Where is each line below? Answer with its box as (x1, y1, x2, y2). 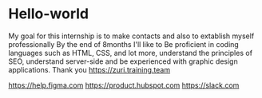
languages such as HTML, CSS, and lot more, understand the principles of (8, 48, 253, 57)
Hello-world (8, 5, 89, 23)
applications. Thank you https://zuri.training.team (8, 65, 170, 74)
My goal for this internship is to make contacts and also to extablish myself (8, 31, 255, 41)
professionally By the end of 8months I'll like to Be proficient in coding (8, 39, 240, 49)
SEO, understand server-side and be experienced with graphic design (8, 57, 238, 66)
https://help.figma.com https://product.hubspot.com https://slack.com (8, 80, 240, 90)
